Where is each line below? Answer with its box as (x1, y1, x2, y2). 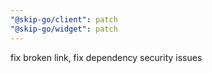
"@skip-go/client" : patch (10, 14, 118, 25)
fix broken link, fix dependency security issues (10, 51, 203, 63)
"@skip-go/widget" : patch (10, 24, 118, 34)
